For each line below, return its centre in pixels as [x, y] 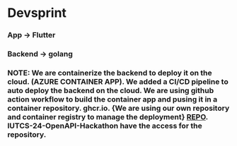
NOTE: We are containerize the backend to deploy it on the [110, 73]
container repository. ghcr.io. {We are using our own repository [118, 108]
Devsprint [37, 13]
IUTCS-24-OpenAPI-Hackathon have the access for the [105, 126]
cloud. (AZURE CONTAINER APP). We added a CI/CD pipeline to [118, 81]
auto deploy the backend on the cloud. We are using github [111, 90]
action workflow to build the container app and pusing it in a [112, 99]
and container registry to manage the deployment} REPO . [108, 116]
